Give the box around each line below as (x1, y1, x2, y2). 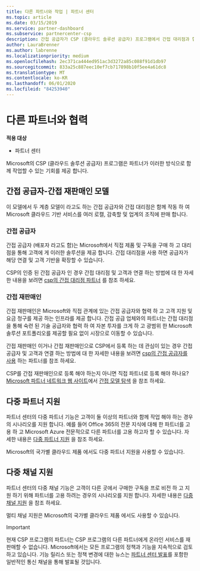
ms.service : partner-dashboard (6, 25, 84, 32)
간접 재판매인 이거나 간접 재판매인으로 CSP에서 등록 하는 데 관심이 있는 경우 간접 (6, 343, 193, 350)
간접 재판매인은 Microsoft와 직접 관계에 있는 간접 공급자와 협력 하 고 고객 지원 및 (6, 308, 193, 315)
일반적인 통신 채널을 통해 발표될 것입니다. (6, 558, 102, 565)
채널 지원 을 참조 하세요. (6, 499, 62, 506)
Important (6, 523, 30, 531)
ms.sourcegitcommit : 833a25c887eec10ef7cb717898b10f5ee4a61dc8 (6, 64, 167, 70)
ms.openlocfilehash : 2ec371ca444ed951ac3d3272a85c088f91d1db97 (6, 58, 167, 64)
